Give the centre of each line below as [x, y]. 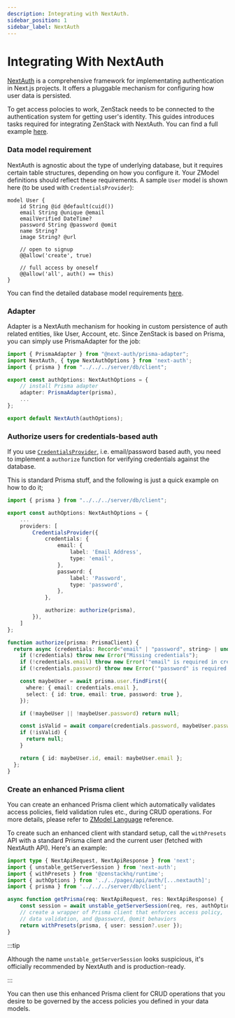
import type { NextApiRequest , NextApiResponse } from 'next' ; [101, 860]
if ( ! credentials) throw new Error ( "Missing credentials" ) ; [109, 656]
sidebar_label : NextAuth [43, 27]
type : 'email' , [92, 559]
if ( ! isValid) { [44, 733]
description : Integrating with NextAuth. [69, 14]
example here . [28, 132]
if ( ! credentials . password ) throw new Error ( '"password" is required [123, 669]
